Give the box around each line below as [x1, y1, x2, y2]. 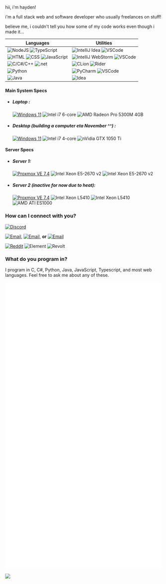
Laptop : [12, 99, 30, 105]
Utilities [95, 40, 112, 46]
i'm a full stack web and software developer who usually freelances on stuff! [5, 14, 162, 19]
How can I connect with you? [5, 213, 77, 220]
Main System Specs [5, 87, 47, 94]
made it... [5, 29, 24, 34]
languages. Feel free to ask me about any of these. [5, 272, 109, 278]
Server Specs [5, 147, 34, 153]
